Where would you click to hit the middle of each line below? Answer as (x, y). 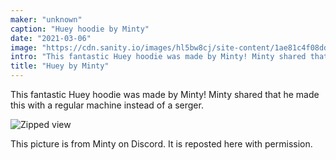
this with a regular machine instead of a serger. (107, 105)
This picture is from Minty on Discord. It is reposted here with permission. (161, 144)
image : (24, 47)
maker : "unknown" (46, 19)
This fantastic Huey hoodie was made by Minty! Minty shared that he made (165, 94)
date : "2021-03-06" (51, 38)
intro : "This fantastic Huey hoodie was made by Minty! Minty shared (158, 57)
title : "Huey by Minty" (60, 66)
